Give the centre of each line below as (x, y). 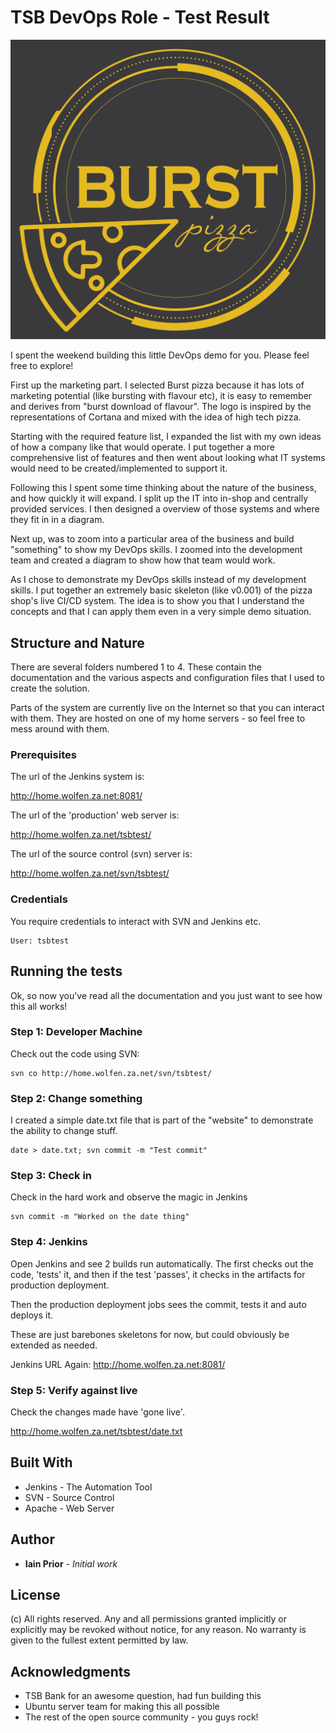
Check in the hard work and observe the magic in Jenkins (129, 1197)
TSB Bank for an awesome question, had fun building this (143, 1696)
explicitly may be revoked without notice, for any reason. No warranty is (158, 1630)
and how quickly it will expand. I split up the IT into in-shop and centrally (159, 498)
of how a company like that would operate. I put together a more (142, 447)
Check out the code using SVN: (75, 1053)
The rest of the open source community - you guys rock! (141, 1717)
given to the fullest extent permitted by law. (99, 1640)
